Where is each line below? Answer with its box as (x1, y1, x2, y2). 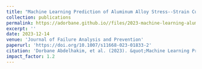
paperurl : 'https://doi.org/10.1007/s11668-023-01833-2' (6, 43, 152, 49)
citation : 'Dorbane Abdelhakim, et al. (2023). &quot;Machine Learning (6, 48, 189, 54)
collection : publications (6, 14, 71, 20)
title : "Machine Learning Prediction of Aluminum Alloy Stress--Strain (6, 8, 189, 15)
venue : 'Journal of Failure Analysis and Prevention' (6, 37, 144, 43)
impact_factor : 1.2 (6, 53, 55, 59)
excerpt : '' (6, 25, 36, 32)
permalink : (6, 20, 34, 26)
